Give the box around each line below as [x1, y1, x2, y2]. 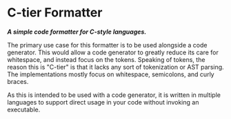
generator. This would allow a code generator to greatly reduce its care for [7, 48, 219, 56]
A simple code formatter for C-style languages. [7, 28, 147, 36]
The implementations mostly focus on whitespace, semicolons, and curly [7, 70, 215, 78]
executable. [7, 105, 41, 113]
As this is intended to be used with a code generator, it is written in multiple [7, 91, 221, 99]
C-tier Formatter [7, 5, 103, 21]
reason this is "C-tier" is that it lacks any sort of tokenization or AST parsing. [7, 63, 224, 71]
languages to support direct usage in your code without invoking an [7, 98, 199, 106]
